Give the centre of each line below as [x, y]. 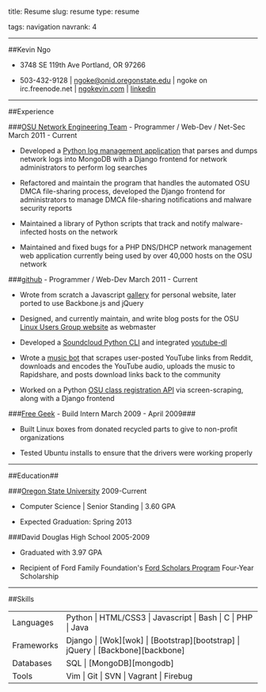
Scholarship [39, 576]
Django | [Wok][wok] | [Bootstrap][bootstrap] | [153, 640]
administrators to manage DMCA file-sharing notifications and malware [135, 200]
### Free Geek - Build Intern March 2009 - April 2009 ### [102, 414]
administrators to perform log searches [84, 167]
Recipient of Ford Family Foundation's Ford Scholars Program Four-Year [137, 568]
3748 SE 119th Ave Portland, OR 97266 [83, 65]
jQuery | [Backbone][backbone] [125, 650]
